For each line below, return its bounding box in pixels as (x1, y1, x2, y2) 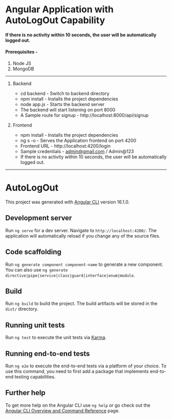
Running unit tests (5, 321, 65, 329)
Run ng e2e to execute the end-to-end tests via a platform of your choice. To (5, 363, 167, 369)
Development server (5, 214, 72, 222)
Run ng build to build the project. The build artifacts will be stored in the (5, 301, 158, 307)
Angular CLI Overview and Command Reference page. (5, 407, 120, 413)
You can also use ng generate (5, 266, 68, 273)
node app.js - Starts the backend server (20, 101, 105, 107)
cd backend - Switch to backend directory (20, 90, 110, 96)
